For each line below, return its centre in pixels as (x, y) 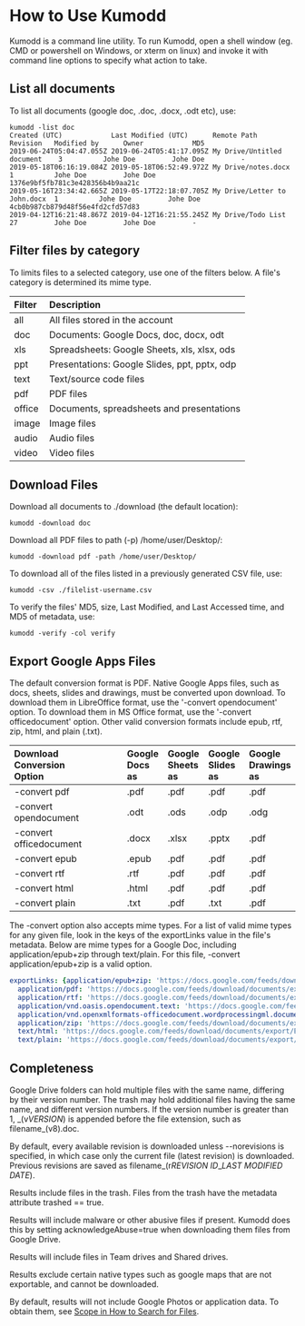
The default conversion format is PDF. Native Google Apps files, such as (144, 683)
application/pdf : (50, 990)
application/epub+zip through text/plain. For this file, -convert (125, 955)
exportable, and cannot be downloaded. (84, 1284)
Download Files (54, 485)
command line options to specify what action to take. (108, 60)
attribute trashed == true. (57, 1202)
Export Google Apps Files (83, 661)
